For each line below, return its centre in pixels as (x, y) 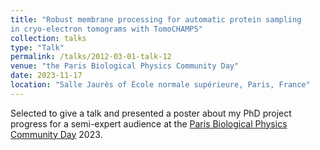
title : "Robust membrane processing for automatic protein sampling (156, 19)
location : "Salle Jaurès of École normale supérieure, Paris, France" (160, 85)
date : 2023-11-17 (46, 76)
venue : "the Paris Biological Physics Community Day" (125, 66)
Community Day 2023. (56, 134)
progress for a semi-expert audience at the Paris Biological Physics (149, 123)
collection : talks (48, 38)
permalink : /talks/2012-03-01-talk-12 (91, 57)
